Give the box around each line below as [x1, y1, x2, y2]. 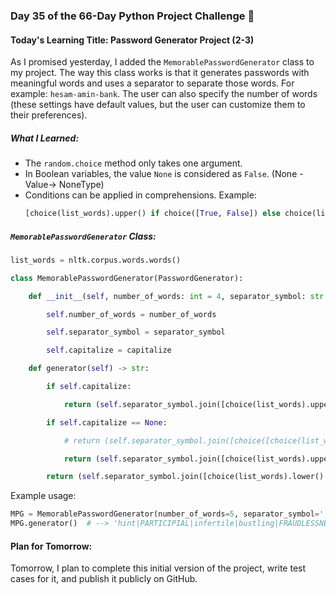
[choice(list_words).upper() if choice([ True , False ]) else [24, 209, 281, 219]
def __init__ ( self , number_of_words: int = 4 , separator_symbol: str [28, 291, 325, 301]
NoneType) [58, 179, 105, 191]
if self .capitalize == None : [46, 417, 168, 428]
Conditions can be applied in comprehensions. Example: [24, 189, 257, 201]
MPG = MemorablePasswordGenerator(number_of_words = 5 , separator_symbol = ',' [10, 509, 333, 519]
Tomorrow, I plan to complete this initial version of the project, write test [10, 562, 307, 574]
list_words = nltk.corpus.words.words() [10, 255, 182, 265]
